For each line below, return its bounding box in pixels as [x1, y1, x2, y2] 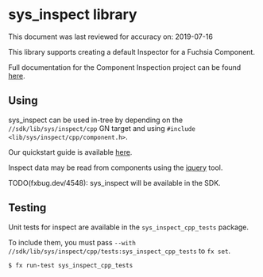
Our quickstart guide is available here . [8, 147, 133, 156]
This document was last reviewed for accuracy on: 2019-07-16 [8, 32, 213, 41]
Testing [8, 201, 47, 215]
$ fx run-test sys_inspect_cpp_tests [8, 261, 133, 269]
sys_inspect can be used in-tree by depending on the [8, 115, 184, 125]
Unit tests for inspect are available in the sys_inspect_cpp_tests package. [8, 222, 249, 232]
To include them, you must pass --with [8, 237, 137, 247]
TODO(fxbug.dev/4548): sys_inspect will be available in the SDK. [8, 178, 221, 187]
